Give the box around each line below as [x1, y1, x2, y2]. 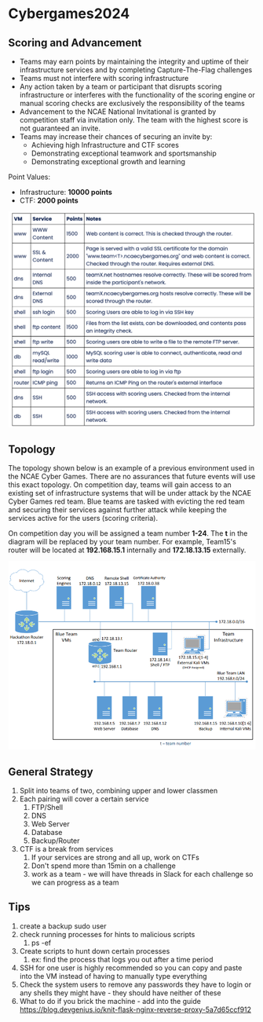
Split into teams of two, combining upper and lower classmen [19, 786, 218, 796]
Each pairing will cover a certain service [19, 794, 149, 804]
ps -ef [31, 938, 52, 947]
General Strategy [8, 765, 93, 778]
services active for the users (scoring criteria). [8, 514, 159, 523]
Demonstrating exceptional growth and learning [31, 157, 186, 166]
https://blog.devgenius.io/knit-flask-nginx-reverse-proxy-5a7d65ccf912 [19, 1005, 252, 1014]
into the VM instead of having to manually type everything [19, 971, 207, 980]
